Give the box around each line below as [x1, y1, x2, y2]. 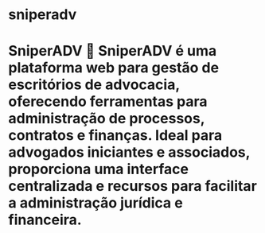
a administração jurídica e [8, 194, 183, 212]
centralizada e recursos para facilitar [8, 177, 257, 196]
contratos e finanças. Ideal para [8, 126, 223, 145]
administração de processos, [8, 110, 205, 128]
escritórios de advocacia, [8, 76, 181, 94]
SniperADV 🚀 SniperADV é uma [8, 42, 217, 60]
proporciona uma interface [8, 161, 189, 178]
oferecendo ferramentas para [8, 93, 208, 111]
